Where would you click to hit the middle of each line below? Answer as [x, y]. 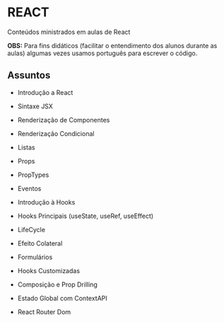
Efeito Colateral [40, 243]
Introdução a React [45, 92]
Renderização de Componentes [64, 120]
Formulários [35, 257]
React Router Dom [44, 311]
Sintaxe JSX [35, 106]
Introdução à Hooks [46, 202]
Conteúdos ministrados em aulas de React [69, 32]
